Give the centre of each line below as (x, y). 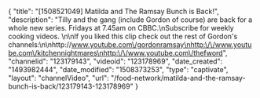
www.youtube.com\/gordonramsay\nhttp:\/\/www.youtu (161, 45)
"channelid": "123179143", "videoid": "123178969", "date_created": (115, 61)
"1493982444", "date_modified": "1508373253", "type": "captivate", (118, 69)
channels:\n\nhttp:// (40, 45)
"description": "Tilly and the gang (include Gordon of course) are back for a (130, 20)
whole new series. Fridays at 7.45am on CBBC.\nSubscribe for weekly (121, 28)
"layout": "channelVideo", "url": (59, 78)
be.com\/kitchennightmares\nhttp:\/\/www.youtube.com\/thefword (115, 53)
